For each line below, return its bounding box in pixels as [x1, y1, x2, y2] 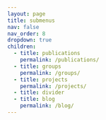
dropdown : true [7, 37, 52, 44]
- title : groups [13, 63, 61, 70]
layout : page [7, 10, 46, 18]
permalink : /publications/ [20, 56, 100, 64]
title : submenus [7, 17, 55, 24]
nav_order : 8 [7, 30, 46, 37]
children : [7, 43, 37, 50]
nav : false [7, 23, 40, 30]
